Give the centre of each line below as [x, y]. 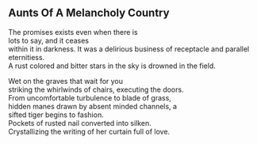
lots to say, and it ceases [49, 40]
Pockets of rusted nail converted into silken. [80, 123]
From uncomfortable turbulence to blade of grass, [90, 97]
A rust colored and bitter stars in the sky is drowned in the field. [112, 66]
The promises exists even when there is [73, 32]
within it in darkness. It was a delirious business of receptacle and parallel [129, 49]
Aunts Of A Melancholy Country [89, 13]
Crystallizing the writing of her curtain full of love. [89, 131]
